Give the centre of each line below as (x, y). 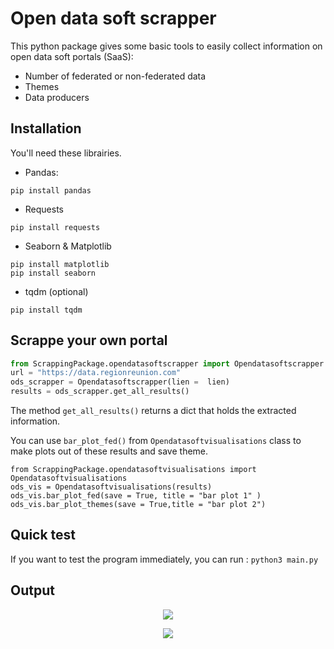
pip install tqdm (46, 310)
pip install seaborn (53, 273)
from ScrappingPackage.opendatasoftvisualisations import (133, 470)
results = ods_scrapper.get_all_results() (100, 392)
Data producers (57, 97)
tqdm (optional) (56, 291)
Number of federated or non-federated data (115, 76)
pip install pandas (51, 190)
